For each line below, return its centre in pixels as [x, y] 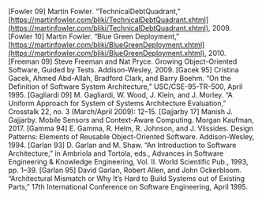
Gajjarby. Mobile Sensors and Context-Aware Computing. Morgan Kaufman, [131, 120]
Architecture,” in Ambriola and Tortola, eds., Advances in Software [116, 153]
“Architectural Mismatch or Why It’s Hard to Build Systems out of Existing [127, 179]
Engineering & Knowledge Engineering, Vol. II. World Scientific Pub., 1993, [128, 162]
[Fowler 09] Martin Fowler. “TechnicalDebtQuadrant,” [94, 11]
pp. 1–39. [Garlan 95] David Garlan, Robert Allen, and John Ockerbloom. [125, 170]
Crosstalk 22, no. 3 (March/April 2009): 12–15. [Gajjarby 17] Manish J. [120, 112]
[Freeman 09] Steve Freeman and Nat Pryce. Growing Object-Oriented [123, 61]
